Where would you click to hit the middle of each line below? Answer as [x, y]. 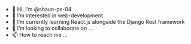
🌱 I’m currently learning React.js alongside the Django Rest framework [98, 22]
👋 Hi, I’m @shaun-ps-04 [42, 9]
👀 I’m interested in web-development [57, 15]
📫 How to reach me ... [40, 35]
